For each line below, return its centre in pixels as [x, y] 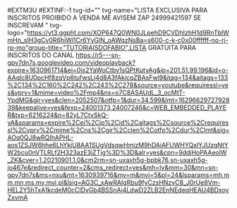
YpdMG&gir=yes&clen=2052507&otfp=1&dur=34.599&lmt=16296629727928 [119, 100]
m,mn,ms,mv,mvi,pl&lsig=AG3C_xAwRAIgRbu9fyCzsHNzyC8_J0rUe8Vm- [114, 182]
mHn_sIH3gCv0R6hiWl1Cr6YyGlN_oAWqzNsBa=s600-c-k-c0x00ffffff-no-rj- [118, 40]
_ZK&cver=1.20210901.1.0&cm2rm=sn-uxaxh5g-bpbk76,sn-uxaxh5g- [108, 160]
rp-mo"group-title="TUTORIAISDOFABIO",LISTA [77, 48]
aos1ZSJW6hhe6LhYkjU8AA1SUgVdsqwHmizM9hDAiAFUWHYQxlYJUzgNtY [118, 145]
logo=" [17, 32]
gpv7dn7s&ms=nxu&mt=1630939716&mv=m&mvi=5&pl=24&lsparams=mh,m [119, 175]
